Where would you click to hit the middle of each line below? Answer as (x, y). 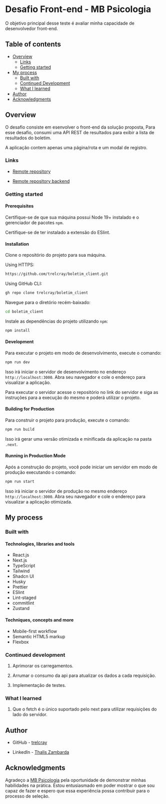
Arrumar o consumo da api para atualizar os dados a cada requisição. (84, 675)
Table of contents (33, 44)
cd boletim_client (24, 312)
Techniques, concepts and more (39, 620)
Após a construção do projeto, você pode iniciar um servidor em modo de (81, 467)
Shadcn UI (23, 576)
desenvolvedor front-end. (32, 28)
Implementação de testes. (39, 685)
